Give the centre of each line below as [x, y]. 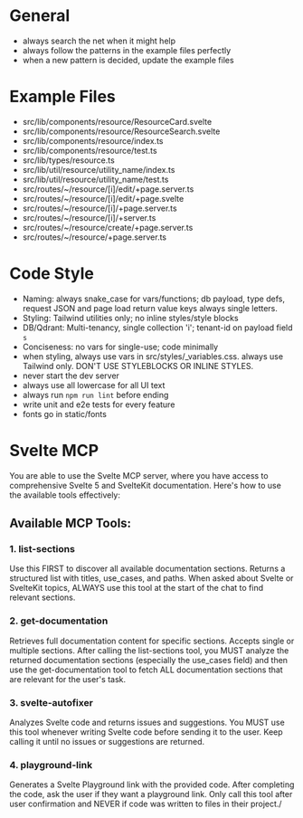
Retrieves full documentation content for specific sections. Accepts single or [152, 641]
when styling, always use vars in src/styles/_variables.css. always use [152, 356]
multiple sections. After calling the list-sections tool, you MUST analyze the [149, 650]
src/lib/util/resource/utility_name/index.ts [99, 169]
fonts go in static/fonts [64, 414]
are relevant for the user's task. [68, 679]
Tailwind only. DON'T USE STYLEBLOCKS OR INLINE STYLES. [138, 366]
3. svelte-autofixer [51, 702]
